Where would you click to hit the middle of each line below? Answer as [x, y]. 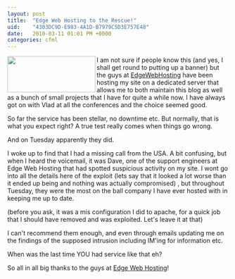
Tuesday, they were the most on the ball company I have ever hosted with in [118, 191]
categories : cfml [33, 40]
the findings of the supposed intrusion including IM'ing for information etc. [115, 241]
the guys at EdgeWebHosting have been [155, 75]
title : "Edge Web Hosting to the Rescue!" [72, 20]
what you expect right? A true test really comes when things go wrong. [110, 126]
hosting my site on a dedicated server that [158, 82]
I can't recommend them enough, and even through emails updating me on [116, 233]
